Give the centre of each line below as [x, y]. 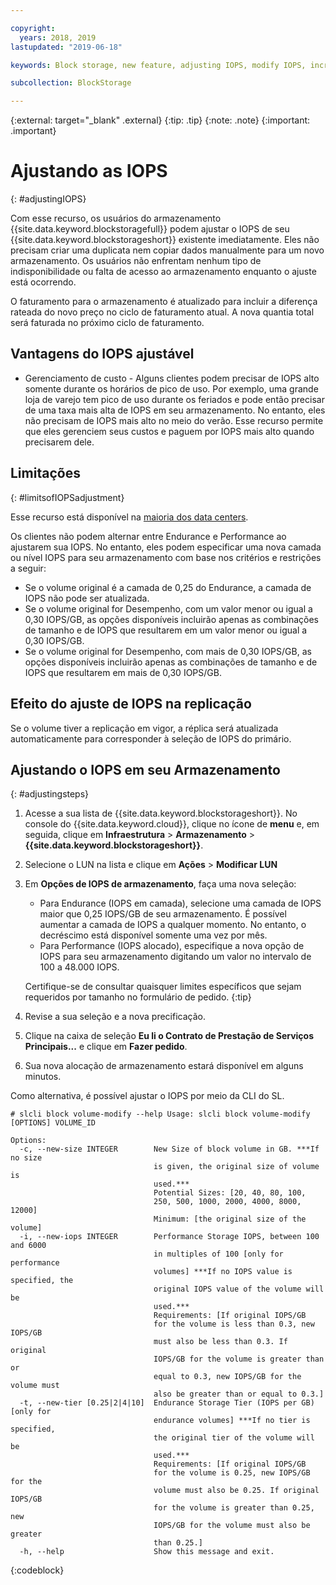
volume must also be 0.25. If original [236, 1491]
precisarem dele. [59, 442]
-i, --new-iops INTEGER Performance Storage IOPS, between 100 [169, 1237]
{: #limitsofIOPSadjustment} [67, 497]
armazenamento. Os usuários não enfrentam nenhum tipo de [136, 261]
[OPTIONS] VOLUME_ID [53, 1123]
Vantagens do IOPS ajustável [102, 354]
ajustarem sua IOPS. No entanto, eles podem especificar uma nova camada [166, 547]
